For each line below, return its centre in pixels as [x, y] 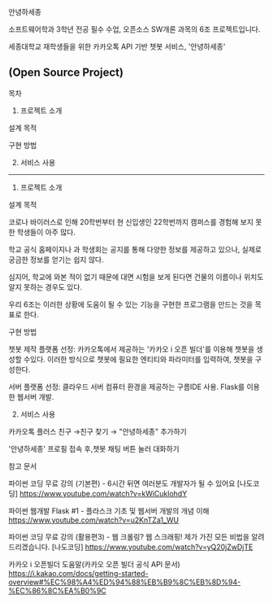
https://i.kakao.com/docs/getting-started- [78, 573]
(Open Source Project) [66, 73]
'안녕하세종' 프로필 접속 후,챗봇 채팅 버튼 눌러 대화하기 [94, 448]
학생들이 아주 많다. [46, 232]
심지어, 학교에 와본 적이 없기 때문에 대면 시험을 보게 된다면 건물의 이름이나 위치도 [136, 277]
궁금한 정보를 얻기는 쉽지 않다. [56, 260]
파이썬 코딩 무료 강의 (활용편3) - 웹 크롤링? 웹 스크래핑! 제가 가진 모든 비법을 [129, 536]
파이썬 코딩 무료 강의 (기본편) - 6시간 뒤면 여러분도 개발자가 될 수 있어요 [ [124, 483]
